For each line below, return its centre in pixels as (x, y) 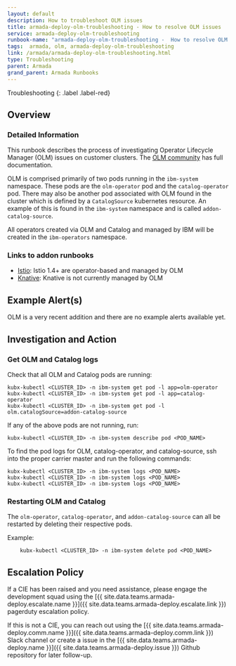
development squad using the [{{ (55, 597)
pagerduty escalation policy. (48, 612)
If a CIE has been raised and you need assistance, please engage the (107, 589)
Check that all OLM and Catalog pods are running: (80, 374)
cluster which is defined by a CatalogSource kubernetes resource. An (107, 201)
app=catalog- (186, 393)
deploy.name (26, 648)
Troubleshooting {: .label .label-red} (59, 93)
